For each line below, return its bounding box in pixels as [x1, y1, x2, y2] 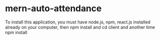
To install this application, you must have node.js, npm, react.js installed [5, 19, 151, 25]
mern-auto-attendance [5, 3, 102, 14]
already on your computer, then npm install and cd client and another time [5, 24, 155, 30]
